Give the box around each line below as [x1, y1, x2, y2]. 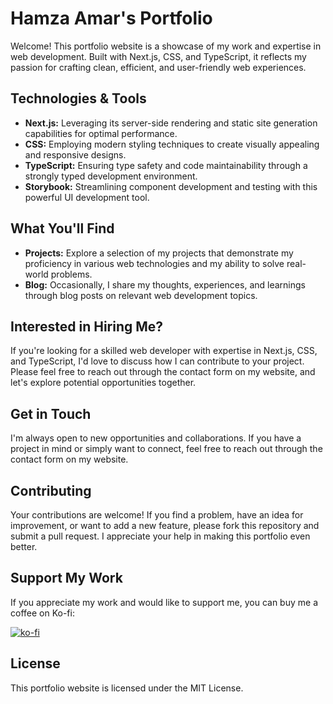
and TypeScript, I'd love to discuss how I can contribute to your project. [10, 355, 305, 367]
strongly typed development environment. [24, 170, 198, 182]
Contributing [10, 482, 92, 499]
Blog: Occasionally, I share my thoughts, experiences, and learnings [24, 278, 306, 291]
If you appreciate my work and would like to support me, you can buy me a [10, 596, 319, 608]
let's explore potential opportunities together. [10, 377, 197, 389]
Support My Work [10, 570, 123, 587]
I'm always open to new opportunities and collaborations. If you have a [10, 432, 302, 444]
